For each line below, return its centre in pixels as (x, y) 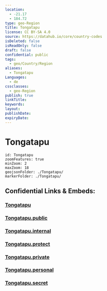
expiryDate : (17, 118)
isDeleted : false (22, 41)
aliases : (14, 68)
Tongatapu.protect (28, 244)
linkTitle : (16, 100)
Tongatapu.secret (27, 283)
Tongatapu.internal (28, 231)
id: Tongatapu (19, 155)
